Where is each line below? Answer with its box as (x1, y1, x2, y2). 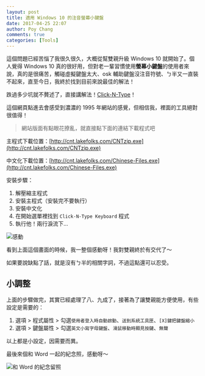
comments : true (6, 32, 45, 38)
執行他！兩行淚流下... (15, 220, 68, 227)
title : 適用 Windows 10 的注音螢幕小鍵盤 (6, 15, 104, 21)
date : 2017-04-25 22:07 (6, 20, 67, 26)
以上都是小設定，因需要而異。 (6, 337, 81, 344)
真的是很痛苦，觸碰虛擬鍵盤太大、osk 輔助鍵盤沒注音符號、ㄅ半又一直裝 (16, 70, 199, 77)
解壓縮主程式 (15, 190, 48, 196)
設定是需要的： (6, 303, 44, 311)
